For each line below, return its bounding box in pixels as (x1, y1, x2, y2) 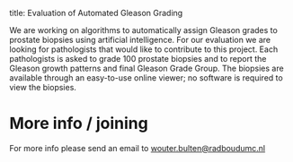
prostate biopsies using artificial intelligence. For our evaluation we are (9, 35, 271, 45)
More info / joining (9, 114, 148, 133)
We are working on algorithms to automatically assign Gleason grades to (9, 25, 279, 35)
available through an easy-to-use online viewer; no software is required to (9, 72, 283, 83)
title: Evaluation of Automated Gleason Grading (9, 8, 183, 18)
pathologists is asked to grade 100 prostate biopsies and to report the (9, 54, 267, 64)
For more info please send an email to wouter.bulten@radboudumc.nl (9, 142, 266, 153)
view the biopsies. (9, 82, 76, 92)
